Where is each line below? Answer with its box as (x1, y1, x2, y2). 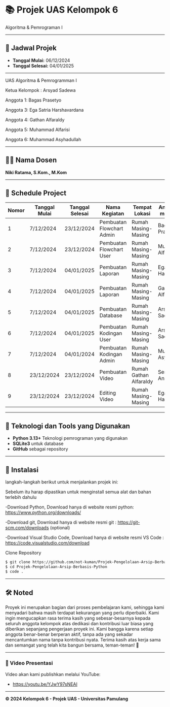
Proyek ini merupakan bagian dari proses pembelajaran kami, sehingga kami (5, 604, 164, 610)
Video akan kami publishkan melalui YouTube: (5, 671, 101, 677)
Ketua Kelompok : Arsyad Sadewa (5, 87, 76, 93)
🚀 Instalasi (5, 465, 39, 474)
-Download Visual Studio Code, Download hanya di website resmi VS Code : (5, 534, 164, 540)
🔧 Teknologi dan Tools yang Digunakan (5, 422, 131, 430)
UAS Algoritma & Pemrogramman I (5, 77, 77, 83)
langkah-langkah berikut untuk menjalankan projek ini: (5, 479, 118, 485)
